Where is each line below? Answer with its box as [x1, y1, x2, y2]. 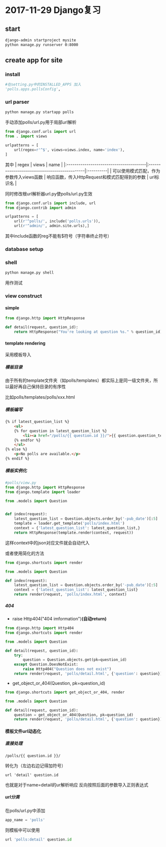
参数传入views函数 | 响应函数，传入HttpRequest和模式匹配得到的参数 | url [5, 174, 155, 180]
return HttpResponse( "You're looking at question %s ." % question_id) [14, 329, 163, 335]
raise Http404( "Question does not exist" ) [23, 666, 112, 672]
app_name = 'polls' [5, 817, 45, 822]
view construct [5, 293, 42, 300]
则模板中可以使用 [5, 827, 40, 833]
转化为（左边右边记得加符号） [5, 762, 66, 769]
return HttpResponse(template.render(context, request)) [14, 530, 134, 535]
